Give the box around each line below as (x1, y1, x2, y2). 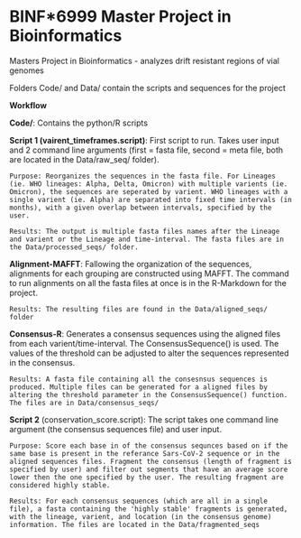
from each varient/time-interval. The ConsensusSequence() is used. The (9, 338, 279, 348)
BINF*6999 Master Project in (9, 6, 232, 27)
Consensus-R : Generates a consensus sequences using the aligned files (9, 328, 281, 339)
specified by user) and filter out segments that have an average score (9, 465, 288, 474)
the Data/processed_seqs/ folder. (9, 242, 140, 252)
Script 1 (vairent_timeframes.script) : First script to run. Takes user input (9, 134, 279, 145)
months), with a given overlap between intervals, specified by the (9, 203, 272, 212)
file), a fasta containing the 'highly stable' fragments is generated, (9, 504, 288, 514)
